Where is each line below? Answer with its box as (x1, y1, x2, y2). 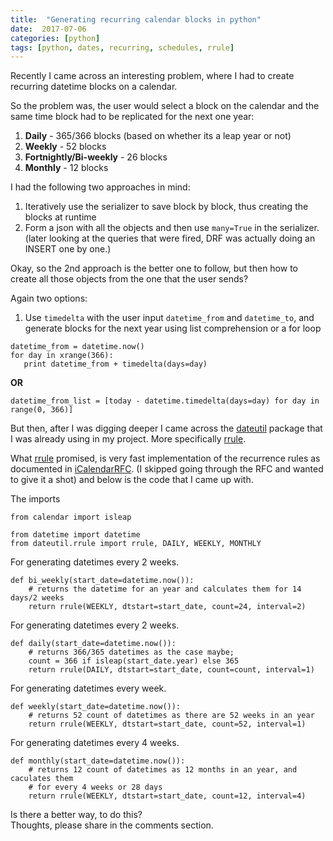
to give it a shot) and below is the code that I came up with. (10, 474, 254, 486)
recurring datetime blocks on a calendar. (10, 81, 178, 93)
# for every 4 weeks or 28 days (28, 782, 163, 793)
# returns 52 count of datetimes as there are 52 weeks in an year (28, 711, 315, 721)
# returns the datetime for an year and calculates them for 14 (28, 584, 302, 595)
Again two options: (10, 292, 88, 305)
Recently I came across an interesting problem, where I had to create (10, 70, 295, 82)
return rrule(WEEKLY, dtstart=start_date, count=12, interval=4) (28, 791, 307, 801)
